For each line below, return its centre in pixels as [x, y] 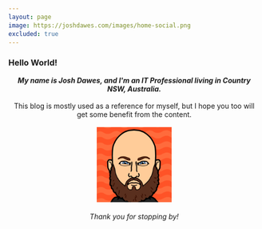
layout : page [30, 17]
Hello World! [33, 62]
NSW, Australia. [134, 89]
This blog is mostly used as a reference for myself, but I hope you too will [134, 106]
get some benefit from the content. [134, 114]
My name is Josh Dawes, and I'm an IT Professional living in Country [134, 80]
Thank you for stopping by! [134, 216]
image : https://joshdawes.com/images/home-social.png [100, 25]
